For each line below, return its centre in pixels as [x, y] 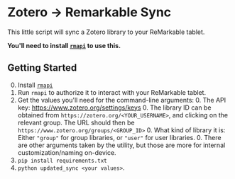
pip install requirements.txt [62, 161]
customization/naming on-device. [67, 152]
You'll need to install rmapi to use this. [64, 45]
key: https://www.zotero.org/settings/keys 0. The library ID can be [114, 108]
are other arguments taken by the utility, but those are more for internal [121, 145]
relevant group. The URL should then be [76, 122]
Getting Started [42, 68]
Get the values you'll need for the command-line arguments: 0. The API [122, 100]
